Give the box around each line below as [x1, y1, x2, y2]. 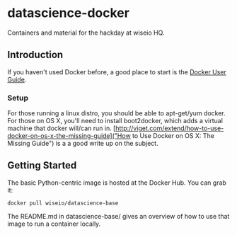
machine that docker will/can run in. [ [7, 124, 116, 132]
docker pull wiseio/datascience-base [7, 200, 119, 207]
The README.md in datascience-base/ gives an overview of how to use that [7, 212, 230, 220]
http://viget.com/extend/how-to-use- [115, 124, 224, 132]
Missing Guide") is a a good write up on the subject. [7, 139, 158, 148]
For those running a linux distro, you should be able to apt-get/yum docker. [7, 109, 226, 117]
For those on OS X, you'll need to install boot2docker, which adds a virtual [7, 117, 223, 125]
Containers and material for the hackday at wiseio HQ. [7, 28, 165, 37]
